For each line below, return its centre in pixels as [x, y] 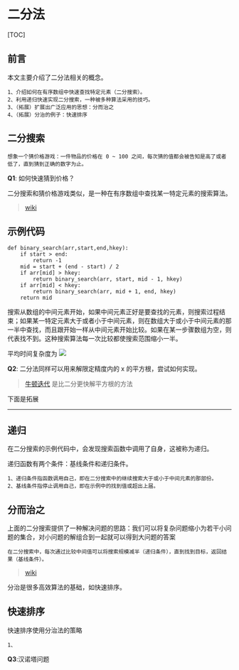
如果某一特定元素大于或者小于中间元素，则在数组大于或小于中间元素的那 [126, 321]
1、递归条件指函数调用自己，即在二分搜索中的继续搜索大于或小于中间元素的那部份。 [112, 479]
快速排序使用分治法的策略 [45, 630]
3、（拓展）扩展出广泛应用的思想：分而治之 [61, 107]
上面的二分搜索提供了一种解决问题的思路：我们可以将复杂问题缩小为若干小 [116, 528]
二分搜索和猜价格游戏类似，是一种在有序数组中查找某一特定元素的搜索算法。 [119, 193]
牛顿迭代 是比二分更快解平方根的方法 [79, 384]
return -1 [47, 261]
